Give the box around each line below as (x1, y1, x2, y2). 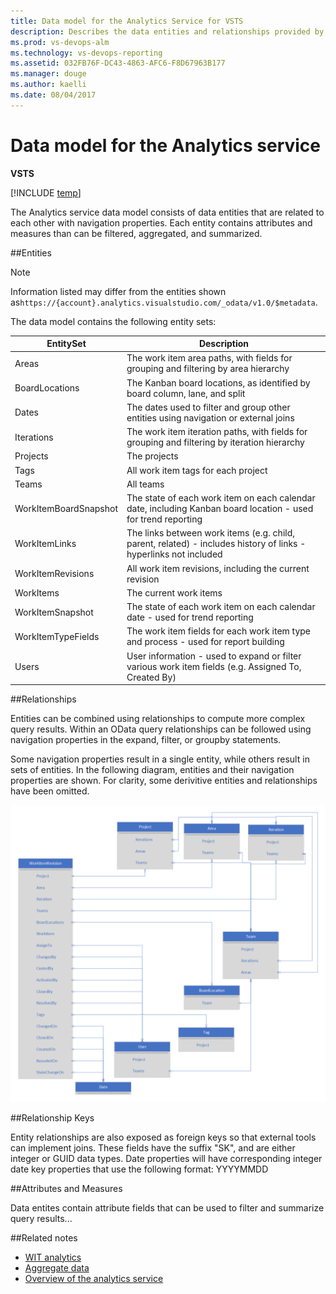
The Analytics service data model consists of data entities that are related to (10, 206, 325, 218)
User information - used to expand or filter (126, 650, 302, 662)
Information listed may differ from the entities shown (10, 285, 227, 297)
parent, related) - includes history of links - (126, 538, 307, 550)
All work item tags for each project (126, 464, 268, 476)
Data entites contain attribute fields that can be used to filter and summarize (10, 1201, 325, 1214)
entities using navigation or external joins (126, 411, 295, 424)
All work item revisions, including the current (126, 562, 310, 574)
